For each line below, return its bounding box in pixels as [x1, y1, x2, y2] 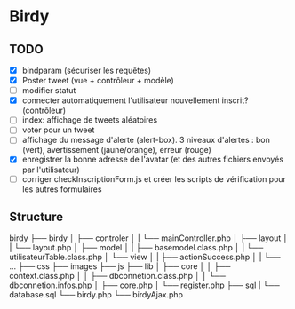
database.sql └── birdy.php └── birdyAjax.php [9, 289, 184, 300]
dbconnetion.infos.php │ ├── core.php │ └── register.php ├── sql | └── [9, 280, 280, 290]
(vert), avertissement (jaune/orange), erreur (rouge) [21, 145, 211, 155]
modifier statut [21, 85, 76, 96]
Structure [9, 209, 64, 224]
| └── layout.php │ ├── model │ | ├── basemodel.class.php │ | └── [9, 242, 264, 253]
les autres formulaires [21, 184, 102, 194]
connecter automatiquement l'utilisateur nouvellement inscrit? [21, 95, 249, 106]
